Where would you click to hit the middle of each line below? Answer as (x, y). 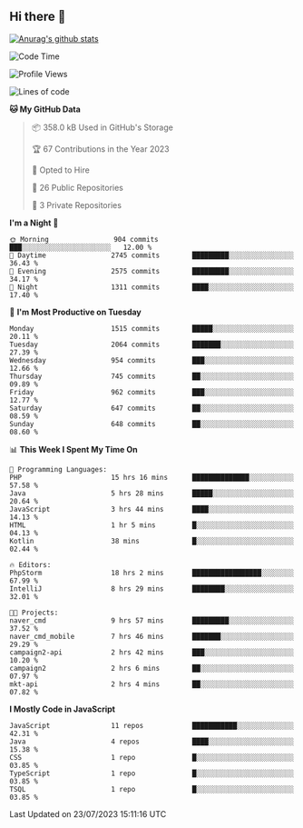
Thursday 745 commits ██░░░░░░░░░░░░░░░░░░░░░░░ (152, 376)
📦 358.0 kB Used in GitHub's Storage (103, 127)
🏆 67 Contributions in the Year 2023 (100, 149)
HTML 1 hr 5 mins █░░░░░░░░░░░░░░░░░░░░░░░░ (152, 525)
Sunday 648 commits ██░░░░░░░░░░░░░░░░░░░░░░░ (152, 424)
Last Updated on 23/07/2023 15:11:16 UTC (88, 813)
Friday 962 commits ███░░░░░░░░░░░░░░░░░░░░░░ (152, 392)
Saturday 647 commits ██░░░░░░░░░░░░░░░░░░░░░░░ (152, 408)
